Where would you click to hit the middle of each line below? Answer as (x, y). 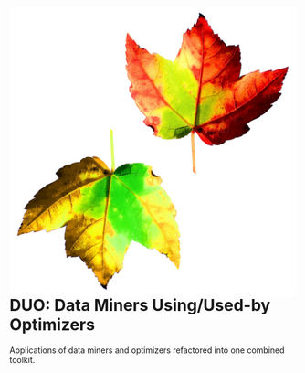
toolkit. (22, 359)
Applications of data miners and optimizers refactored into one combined (147, 350)
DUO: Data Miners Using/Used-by (140, 305)
